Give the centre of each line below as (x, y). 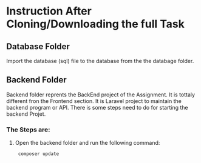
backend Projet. (26, 114)
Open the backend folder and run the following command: (87, 143)
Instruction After (49, 11)
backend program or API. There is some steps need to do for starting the (97, 107)
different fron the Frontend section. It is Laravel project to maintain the (94, 101)
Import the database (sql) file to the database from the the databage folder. (100, 61)
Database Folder (38, 46)
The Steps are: (28, 130)
